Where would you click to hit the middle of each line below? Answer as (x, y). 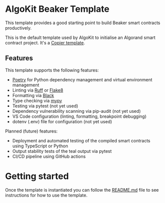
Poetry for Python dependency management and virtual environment (82, 79)
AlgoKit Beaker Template (57, 9)
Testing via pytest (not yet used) (45, 106)
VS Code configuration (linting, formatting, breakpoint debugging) (79, 116)
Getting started (37, 176)
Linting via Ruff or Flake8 (38, 90)
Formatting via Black (33, 95)
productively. (19, 28)
